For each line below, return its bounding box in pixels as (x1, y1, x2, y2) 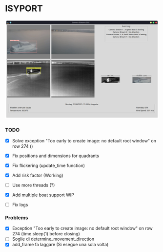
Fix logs (12, 202, 28, 207)
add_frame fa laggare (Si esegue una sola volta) (12, 242, 109, 248)
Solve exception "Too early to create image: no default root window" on (12, 137, 156, 143)
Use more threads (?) (12, 182, 55, 188)
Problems (5, 214, 28, 221)
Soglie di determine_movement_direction (12, 236, 94, 242)
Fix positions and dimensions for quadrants (12, 153, 99, 159)
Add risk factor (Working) (12, 172, 63, 178)
